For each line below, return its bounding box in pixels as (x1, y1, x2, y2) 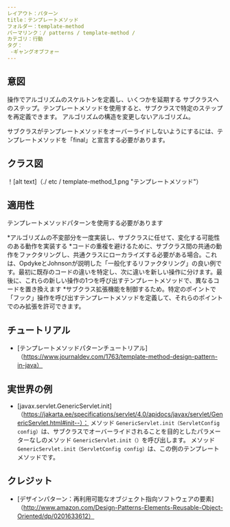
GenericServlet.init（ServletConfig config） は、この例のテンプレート (16, 444, 220, 453)
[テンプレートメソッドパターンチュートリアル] (16, 344, 148, 352)
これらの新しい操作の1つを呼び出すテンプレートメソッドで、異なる (25, 277, 214, 285)
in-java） (16, 361, 43, 369)
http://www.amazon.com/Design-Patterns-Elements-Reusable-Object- (23, 503, 223, 511)
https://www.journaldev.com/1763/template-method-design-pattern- (23, 352, 218, 361)
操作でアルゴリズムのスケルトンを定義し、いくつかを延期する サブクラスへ (7, 95, 220, 103)
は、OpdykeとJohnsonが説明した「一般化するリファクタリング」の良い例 (7, 259, 216, 268)
